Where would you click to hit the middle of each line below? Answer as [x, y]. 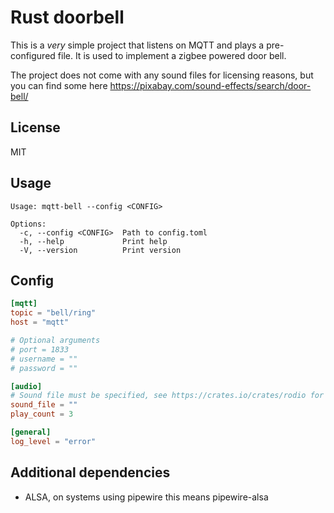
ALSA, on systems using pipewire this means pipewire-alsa [146, 497]
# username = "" [44, 359]
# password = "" [44, 368]
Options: [28, 224]
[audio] [26, 386]
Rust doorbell [67, 17]
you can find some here [59, 85]
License [35, 127]
